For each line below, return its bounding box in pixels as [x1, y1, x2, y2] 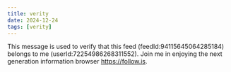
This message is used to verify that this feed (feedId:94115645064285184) [7, 43, 225, 51]
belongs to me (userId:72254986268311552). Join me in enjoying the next [7, 50, 223, 58]
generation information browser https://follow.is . [7, 57, 148, 66]
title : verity [7, 10, 49, 17]
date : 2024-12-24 [7, 17, 59, 24]
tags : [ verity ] [7, 23, 52, 30]
